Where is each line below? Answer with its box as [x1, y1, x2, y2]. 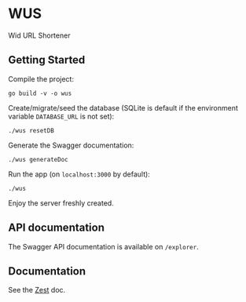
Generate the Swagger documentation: [8, 140, 134, 150]
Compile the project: [8, 74, 75, 83]
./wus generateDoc [8, 155, 68, 163]
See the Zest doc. [8, 286, 66, 295]
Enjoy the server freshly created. [8, 198, 114, 208]
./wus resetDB [8, 126, 55, 134]
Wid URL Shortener [8, 31, 71, 40]
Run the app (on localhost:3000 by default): [8, 169, 151, 179]
